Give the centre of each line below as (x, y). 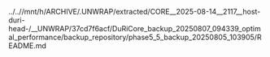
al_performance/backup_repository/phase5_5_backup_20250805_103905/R (135, 37)
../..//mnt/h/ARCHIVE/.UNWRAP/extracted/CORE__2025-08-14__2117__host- (135, 12)
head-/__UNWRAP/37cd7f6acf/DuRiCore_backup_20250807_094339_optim (135, 28)
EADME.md (28, 46)
